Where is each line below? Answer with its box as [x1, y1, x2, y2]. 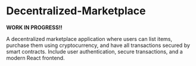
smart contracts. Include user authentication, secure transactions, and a [6, 48, 183, 55]
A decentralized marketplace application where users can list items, [6, 35, 173, 42]
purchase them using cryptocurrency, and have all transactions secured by [6, 42, 191, 49]
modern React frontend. [6, 54, 65, 61]
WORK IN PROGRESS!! [6, 24, 63, 31]
